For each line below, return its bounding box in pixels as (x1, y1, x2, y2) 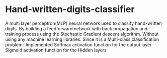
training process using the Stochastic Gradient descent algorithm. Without (5, 31, 159, 37)
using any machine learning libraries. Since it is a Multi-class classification (5, 36, 159, 42)
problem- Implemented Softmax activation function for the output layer (5, 41, 152, 47)
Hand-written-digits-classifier (5, 4, 135, 15)
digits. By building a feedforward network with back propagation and (5, 25, 148, 31)
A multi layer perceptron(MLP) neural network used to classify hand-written (5, 20, 162, 26)
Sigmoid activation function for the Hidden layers (5, 47, 107, 53)
